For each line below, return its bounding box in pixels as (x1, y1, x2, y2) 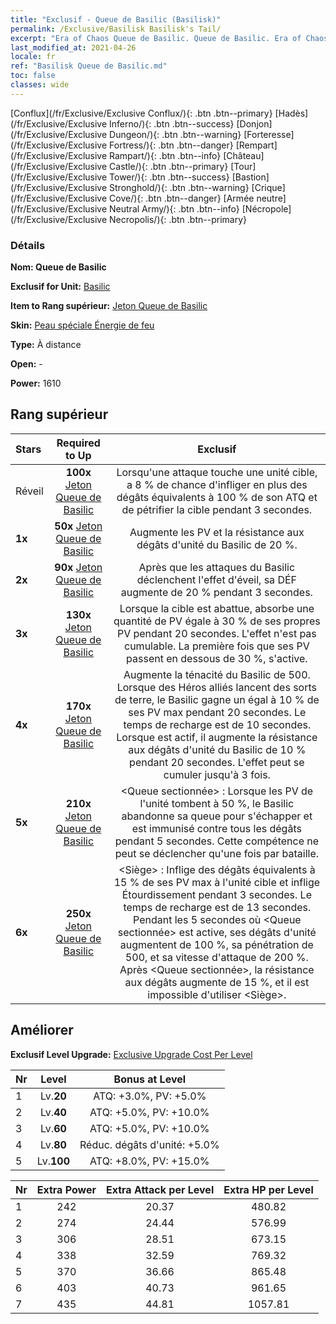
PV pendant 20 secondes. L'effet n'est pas (116, 626, 317, 640)
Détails (10, 238, 46, 252)
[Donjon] (236, 117, 273, 130)
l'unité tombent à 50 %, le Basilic (139, 796, 295, 810)
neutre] (256, 192, 287, 204)
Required (56, 436, 101, 450)
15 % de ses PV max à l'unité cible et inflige (113, 875, 321, 889)
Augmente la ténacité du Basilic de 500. (123, 667, 311, 681)
